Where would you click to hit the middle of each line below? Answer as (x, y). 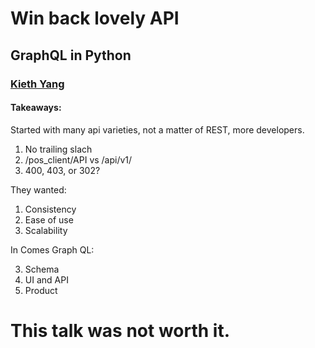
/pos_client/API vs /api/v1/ (78, 159)
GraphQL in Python (71, 55)
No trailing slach (58, 149)
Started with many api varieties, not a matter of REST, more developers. (157, 129)
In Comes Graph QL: (52, 249)
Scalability (46, 230)
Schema (42, 269)
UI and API (46, 279)
